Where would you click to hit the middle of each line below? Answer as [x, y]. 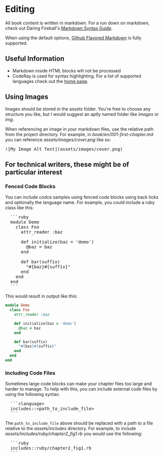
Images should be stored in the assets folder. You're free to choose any [78, 109]
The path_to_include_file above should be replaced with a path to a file [79, 423]
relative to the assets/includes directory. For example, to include [71, 429]
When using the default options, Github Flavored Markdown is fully [73, 38]
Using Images [27, 97]
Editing [20, 9]
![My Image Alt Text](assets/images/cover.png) [64, 149]
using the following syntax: [33, 394]
